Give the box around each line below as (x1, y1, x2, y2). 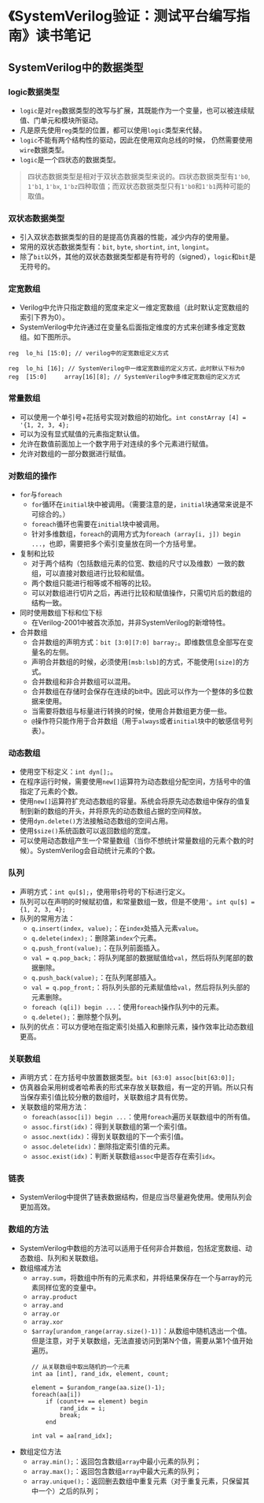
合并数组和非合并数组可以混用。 (31, 677, 135, 686)
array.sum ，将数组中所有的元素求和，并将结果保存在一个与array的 (31, 1273, 246, 1282)
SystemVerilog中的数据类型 (8, 61, 144, 74)
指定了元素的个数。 (19, 787, 82, 796)
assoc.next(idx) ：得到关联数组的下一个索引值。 (31, 1131, 188, 1141)
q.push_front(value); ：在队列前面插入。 (31, 943, 164, 952)
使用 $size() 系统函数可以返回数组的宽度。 (19, 826, 155, 836)
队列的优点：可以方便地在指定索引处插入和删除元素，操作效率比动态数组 (19, 1022, 254, 1031)
